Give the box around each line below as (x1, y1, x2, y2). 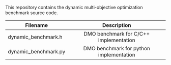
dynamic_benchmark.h (8, 34, 63, 40)
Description (102, 22, 131, 28)
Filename (25, 22, 48, 28)
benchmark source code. (5, 10, 58, 16)
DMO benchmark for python (83, 45, 151, 52)
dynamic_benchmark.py (8, 48, 66, 55)
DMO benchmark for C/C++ (83, 30, 150, 37)
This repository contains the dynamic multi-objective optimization (5, 5, 144, 10)
